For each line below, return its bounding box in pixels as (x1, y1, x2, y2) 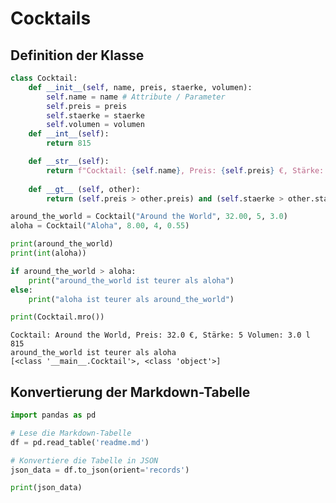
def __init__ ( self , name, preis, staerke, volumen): (28, 82, 253, 92)
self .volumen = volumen (46, 120, 145, 130)
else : (10, 285, 33, 295)
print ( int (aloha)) (10, 248, 87, 258)
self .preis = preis (46, 101, 128, 111)
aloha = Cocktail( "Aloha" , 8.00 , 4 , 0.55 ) (10, 221, 190, 231)
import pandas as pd (10, 410, 97, 421)
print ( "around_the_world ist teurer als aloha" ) (28, 275, 235, 286)
